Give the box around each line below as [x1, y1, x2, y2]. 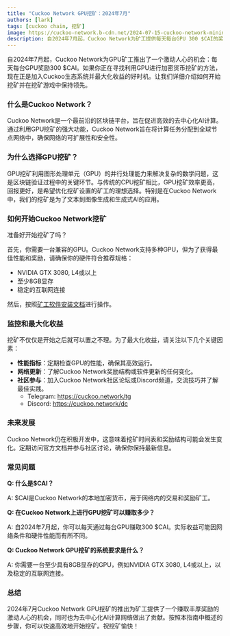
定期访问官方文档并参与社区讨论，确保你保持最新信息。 [18, 443, 175, 452]
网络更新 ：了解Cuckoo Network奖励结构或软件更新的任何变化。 [16, 367, 197, 376]
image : [7, 29, 26, 36]
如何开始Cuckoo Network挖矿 [7, 214, 107, 223]
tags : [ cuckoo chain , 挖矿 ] [7, 23, 86, 29]
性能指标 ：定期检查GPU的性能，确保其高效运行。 [16, 359, 156, 367]
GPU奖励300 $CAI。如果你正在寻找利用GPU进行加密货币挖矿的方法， [25, 64, 222, 72]
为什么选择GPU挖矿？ [7, 152, 79, 162]
